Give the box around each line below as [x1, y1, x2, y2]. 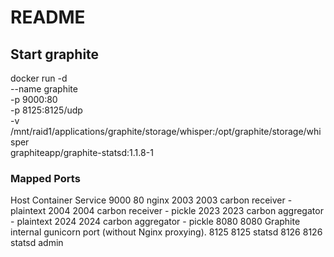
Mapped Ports [10, 171, 81, 185]
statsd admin [10, 237, 64, 249]
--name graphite [10, 83, 78, 95]
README [10, 6, 86, 29]
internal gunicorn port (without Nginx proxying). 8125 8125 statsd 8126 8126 [10, 226, 323, 238]
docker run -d [10, 72, 68, 84]
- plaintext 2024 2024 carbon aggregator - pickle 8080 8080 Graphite [10, 216, 301, 228]
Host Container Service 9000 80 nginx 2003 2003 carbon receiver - [10, 194, 293, 206]
